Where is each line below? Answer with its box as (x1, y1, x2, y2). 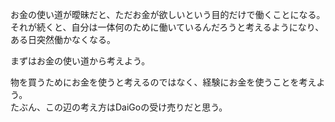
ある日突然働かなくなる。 (10, 34, 116, 45)
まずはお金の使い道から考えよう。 (10, 55, 151, 67)
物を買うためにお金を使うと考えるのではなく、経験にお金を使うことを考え (10, 76, 317, 88)
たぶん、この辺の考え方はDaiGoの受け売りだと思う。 (10, 101, 228, 113)
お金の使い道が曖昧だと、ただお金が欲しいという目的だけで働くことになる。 (10, 9, 326, 20)
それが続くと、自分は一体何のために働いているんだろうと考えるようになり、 (10, 21, 325, 33)
